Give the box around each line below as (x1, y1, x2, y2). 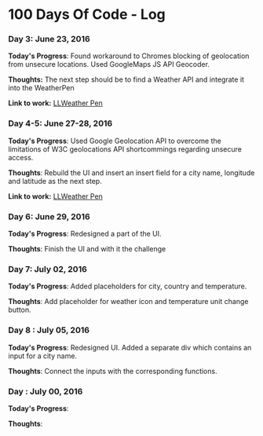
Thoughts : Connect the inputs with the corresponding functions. (8, 366, 217, 376)
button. (8, 305, 31, 315)
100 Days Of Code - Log (8, 5, 166, 24)
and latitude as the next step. (8, 176, 102, 185)
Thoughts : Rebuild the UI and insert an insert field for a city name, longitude (8, 167, 255, 178)
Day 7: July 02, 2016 (8, 264, 88, 274)
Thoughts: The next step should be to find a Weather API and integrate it (8, 75, 245, 84)
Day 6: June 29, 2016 (8, 211, 90, 222)
